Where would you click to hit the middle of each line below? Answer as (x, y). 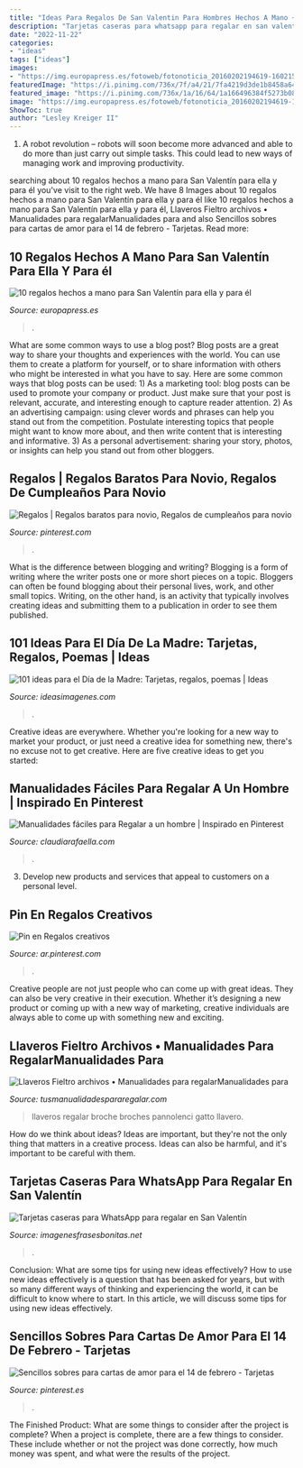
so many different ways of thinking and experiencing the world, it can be (144, 1289)
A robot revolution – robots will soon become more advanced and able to (157, 144)
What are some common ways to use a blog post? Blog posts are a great (144, 344)
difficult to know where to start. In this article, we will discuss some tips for (148, 1298)
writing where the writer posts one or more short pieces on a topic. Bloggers (151, 576)
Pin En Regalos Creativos (81, 915)
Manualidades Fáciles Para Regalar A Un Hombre (150, 789)
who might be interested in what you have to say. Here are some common (146, 373)
